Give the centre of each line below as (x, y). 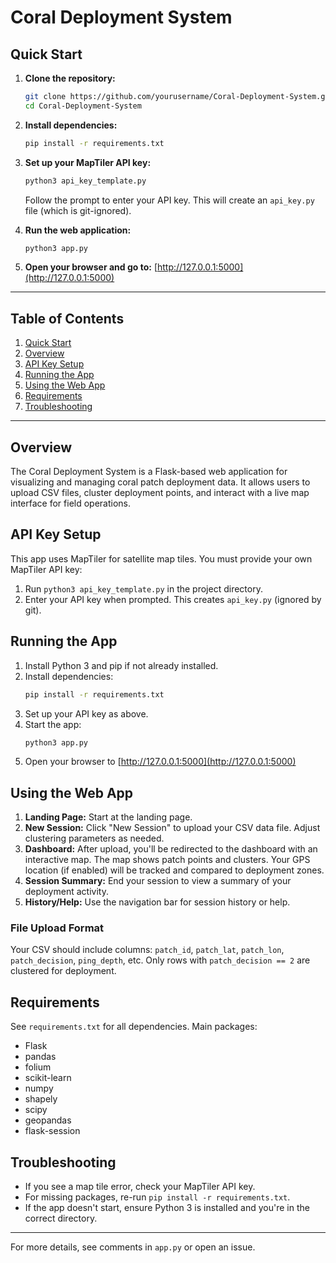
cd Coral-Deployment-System (83, 106)
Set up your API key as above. (86, 713)
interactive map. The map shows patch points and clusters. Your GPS (167, 860)
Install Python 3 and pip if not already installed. (121, 665)
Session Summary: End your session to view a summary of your (158, 881)
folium (38, 1067)
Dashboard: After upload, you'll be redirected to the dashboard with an (171, 849)
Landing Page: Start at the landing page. (108, 817)
